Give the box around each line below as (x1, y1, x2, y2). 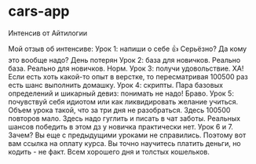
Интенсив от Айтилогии (8, 28, 88, 38)
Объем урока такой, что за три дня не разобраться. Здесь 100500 (8, 105, 231, 115)
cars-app (8, 2, 70, 20)
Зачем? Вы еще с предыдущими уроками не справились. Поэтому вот (8, 130, 247, 140)
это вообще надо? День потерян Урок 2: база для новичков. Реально (8, 55, 241, 64)
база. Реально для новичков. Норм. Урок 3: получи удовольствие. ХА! (8, 64, 244, 73)
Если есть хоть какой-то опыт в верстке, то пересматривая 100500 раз (8, 71, 249, 81)
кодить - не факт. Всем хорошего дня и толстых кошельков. (8, 147, 210, 156)
